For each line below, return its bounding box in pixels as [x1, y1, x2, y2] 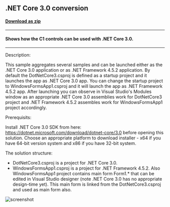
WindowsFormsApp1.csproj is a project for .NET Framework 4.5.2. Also [12, 165, 160, 171]
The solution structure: [5, 150, 53, 156]
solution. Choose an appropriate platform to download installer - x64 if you [5, 135, 161, 141]
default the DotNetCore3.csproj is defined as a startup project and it [5, 72, 147, 78]
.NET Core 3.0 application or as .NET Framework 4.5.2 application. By [5, 67, 150, 73]
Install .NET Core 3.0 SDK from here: [5, 124, 82, 130]
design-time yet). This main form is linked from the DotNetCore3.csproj [12, 181, 161, 187]
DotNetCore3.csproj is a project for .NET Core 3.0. [12, 160, 118, 166]
